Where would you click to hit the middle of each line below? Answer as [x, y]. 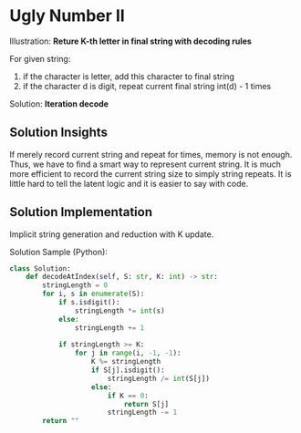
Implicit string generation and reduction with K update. [112, 234]
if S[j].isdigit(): [128, 370]
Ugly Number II [67, 16]
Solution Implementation [81, 212]
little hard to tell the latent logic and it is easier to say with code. [129, 183]
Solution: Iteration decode [59, 103]
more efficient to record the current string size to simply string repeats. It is [150, 173]
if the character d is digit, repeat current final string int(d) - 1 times [147, 86]
